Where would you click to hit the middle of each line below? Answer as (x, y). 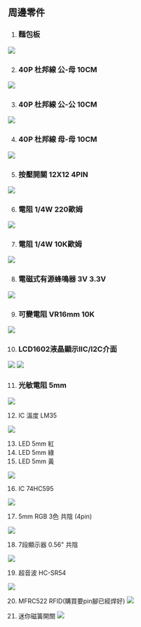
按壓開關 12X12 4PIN (53, 174)
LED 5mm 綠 (36, 452)
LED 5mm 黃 (36, 461)
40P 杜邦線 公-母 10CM (58, 69)
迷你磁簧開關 (36, 616)
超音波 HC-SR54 (42, 573)
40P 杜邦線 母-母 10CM (58, 140)
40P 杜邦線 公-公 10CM (58, 104)
